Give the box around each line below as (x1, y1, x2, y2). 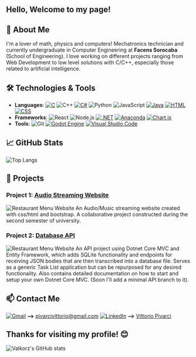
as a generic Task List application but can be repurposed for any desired (6, 264, 182, 271)
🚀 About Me (6, 25, 50, 35)
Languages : (14, 102, 45, 109)
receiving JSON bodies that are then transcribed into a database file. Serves (6, 257, 191, 264)
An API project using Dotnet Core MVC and (75, 245, 180, 252)
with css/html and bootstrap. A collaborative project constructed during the (6, 211, 188, 218)
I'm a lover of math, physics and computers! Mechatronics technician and (6, 41, 184, 48)
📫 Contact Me (6, 294, 60, 304)
